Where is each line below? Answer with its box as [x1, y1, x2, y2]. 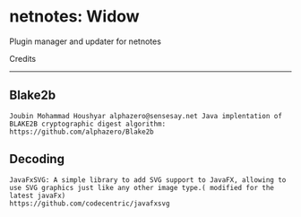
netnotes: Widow [9, 6, 141, 27]
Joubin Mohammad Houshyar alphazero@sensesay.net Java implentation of [9, 111, 282, 120]
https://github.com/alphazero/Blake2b [9, 127, 154, 136]
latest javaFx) [9, 191, 66, 200]
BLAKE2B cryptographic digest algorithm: [9, 119, 167, 128]
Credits [9, 53, 37, 64]
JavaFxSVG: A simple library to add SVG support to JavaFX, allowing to [9, 175, 287, 185]
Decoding [9, 152, 65, 167]
